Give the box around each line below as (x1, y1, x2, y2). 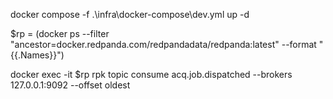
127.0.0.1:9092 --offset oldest (10, 79, 131, 91)
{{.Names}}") (10, 49, 65, 61)
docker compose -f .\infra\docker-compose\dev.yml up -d (10, 9, 250, 20)
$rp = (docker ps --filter (10, 28, 110, 39)
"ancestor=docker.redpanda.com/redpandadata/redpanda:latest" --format (10, 39, 317, 50)
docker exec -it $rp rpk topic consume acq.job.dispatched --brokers (10, 69, 293, 80)
